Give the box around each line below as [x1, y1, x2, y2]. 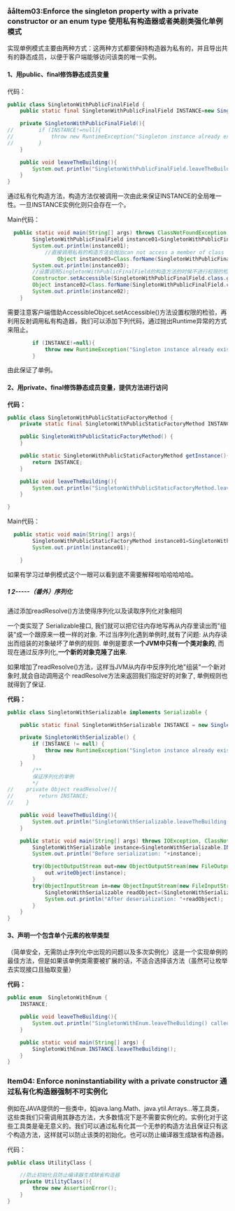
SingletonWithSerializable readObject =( [44, 888, 164, 896]
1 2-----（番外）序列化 [7, 588, 73, 596]
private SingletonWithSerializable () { [20, 734, 136, 741]
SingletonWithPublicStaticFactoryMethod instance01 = [32, 538, 190, 545]
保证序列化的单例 [32, 773, 75, 780]
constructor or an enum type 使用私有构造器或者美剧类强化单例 [7, 16, 223, 26]
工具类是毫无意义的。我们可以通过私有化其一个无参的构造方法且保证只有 [13, 1121, 222, 1130]
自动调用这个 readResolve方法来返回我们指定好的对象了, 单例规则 [34, 671, 222, 679]
